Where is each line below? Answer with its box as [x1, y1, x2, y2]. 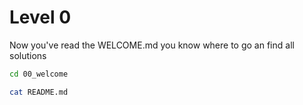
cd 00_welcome [9, 69, 69, 79]
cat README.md [9, 87, 69, 97]
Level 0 [9, 6, 72, 29]
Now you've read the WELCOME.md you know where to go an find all [9, 39, 295, 51]
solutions [9, 49, 47, 61]
